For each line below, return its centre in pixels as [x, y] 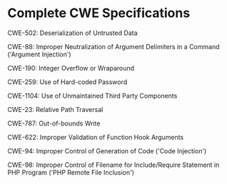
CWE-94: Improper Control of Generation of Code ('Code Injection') [107, 150]
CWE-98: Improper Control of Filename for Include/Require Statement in [113, 165]
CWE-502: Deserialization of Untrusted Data [72, 33]
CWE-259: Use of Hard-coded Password [67, 82]
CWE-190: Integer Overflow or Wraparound [71, 68]
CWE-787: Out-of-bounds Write [54, 123]
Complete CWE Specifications [99, 13]
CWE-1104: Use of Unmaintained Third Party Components [92, 96]
